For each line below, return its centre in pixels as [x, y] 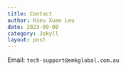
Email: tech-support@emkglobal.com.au [63, 60]
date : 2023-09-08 [33, 27]
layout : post [27, 40]
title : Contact [30, 14]
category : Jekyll [33, 33]
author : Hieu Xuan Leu [41, 20]
